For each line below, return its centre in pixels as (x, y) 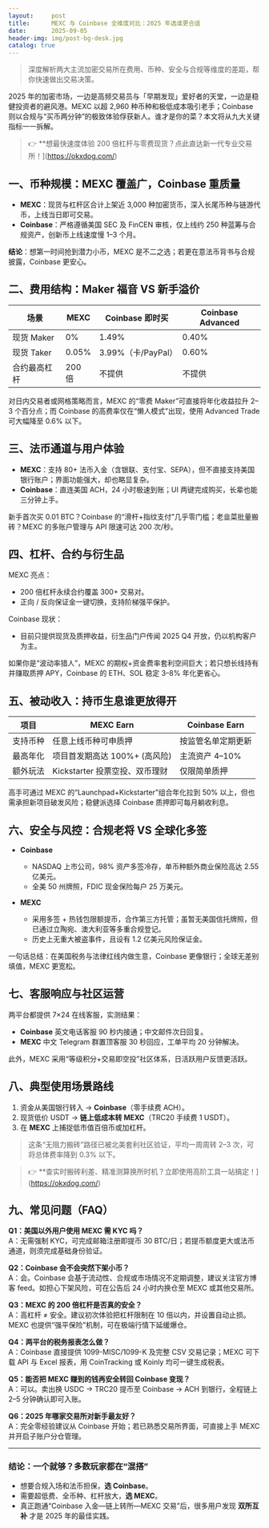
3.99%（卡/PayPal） (138, 352)
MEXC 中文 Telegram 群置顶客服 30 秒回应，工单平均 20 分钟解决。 (132, 1041)
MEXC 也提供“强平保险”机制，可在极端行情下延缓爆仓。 (100, 1325)
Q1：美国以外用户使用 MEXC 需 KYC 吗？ (76, 1231)
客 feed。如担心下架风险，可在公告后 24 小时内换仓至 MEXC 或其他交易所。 (133, 1288)
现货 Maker (33, 338)
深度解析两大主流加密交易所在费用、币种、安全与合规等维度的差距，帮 (144, 70)
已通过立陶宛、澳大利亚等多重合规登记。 (98, 929)
